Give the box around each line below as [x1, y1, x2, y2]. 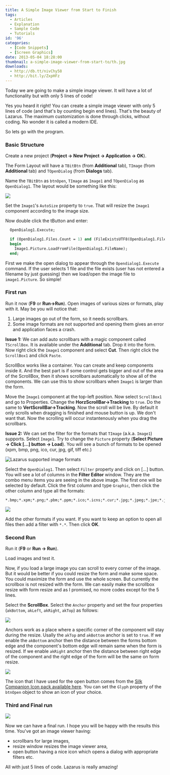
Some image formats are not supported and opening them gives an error [12, 321, 164, 327]
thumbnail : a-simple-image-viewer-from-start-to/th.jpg [5, 59, 125, 64]
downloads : [5, 64, 28, 69]
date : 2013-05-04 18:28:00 [5, 54, 62, 60]
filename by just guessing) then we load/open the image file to [5, 271, 136, 277]
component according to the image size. [5, 208, 90, 214]
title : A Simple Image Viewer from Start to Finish [5, 7, 116, 13]
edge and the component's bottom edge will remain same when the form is [5, 643, 162, 649]
